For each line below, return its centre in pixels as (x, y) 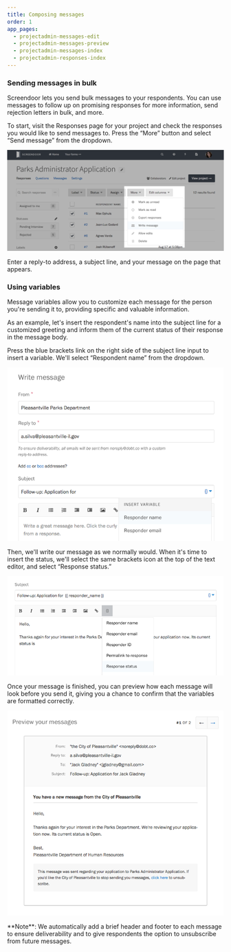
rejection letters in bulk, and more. (56, 113)
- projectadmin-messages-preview (61, 44)
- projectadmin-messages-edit (56, 36)
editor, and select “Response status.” (59, 566)
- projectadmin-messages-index (58, 51)
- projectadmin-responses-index (60, 58)
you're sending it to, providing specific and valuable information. (98, 309)
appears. (20, 269)
